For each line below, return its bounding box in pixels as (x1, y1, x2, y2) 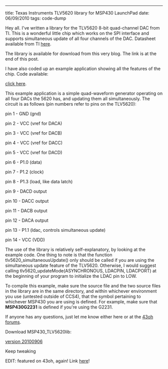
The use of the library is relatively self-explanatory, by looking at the (5, 246, 146, 252)
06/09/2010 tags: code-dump (5, 16, 66, 21)
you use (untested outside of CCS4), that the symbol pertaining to (5, 293, 141, 299)
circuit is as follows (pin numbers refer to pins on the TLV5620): (5, 101, 136, 107)
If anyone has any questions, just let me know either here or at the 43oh (5, 314, 153, 319)
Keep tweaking (5, 348, 36, 354)
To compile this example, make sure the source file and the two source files (5, 283, 161, 288)
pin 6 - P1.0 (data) (5, 159, 42, 165)
